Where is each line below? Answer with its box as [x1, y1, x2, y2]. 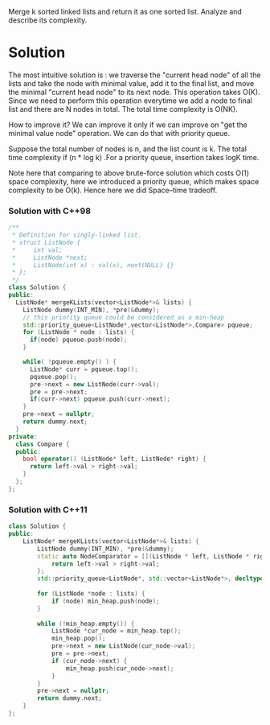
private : [8, 432, 38, 441]
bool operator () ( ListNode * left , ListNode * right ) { [22, 455, 207, 463]
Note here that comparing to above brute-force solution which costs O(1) [8, 168, 250, 178]
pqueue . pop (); [29, 373, 78, 381]
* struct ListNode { [11, 238, 81, 246]
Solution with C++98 [8, 205, 91, 216]
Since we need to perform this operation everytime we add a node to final [8, 96, 253, 105]
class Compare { [15, 440, 70, 448]
